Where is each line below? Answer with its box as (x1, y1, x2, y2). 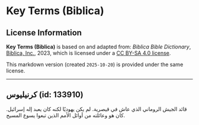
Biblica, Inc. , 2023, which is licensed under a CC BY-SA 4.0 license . (6, 50, 171, 57)
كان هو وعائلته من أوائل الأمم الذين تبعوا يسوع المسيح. (6, 111, 126, 119)
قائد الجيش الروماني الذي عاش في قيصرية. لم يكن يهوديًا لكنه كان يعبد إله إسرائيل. (6, 105, 187, 113)
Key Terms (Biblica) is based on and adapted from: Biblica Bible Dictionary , (6, 43, 191, 50)
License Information (6, 28, 82, 38)
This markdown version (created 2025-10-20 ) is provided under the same (6, 61, 184, 68)
